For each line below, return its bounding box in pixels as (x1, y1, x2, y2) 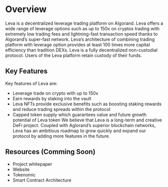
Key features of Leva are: (5, 80, 58, 86)
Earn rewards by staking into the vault (12, 95, 92, 101)
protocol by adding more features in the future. (12, 133, 110, 139)
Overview (5, 4, 47, 15)
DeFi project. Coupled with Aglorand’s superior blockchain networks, (12, 122, 156, 128)
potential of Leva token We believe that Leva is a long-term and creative (12, 117, 162, 123)
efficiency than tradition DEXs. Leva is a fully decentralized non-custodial (5, 47, 158, 53)
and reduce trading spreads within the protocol (12, 106, 111, 112)
